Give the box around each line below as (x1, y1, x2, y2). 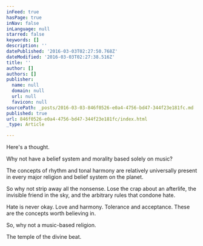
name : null (12, 82, 39, 88)
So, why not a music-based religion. (6, 222, 96, 229)
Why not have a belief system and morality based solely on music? (6, 155, 173, 162)
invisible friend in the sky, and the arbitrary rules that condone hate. (6, 191, 176, 199)
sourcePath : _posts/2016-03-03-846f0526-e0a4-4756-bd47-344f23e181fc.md (6, 104, 194, 111)
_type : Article (6, 122, 45, 128)
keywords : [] (6, 37, 39, 43)
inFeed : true (6, 8, 39, 15)
